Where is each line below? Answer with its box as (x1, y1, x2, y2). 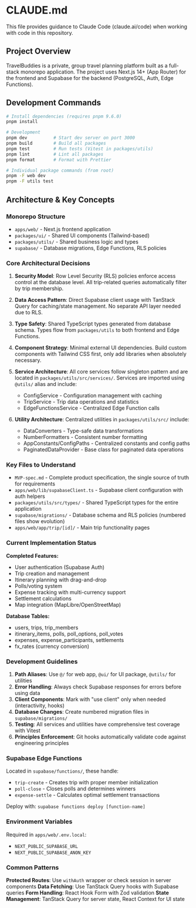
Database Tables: (6, 613, 50, 620)
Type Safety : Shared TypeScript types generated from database (14, 320, 171, 327)
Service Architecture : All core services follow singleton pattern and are (14, 368, 188, 375)
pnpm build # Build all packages (6, 141, 107, 147)
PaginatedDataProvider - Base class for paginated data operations (23, 446, 184, 453)
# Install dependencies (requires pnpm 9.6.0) (6, 113, 122, 119)
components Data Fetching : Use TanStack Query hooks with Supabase (6, 883, 179, 890)
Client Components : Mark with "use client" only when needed (14, 696, 166, 703)
